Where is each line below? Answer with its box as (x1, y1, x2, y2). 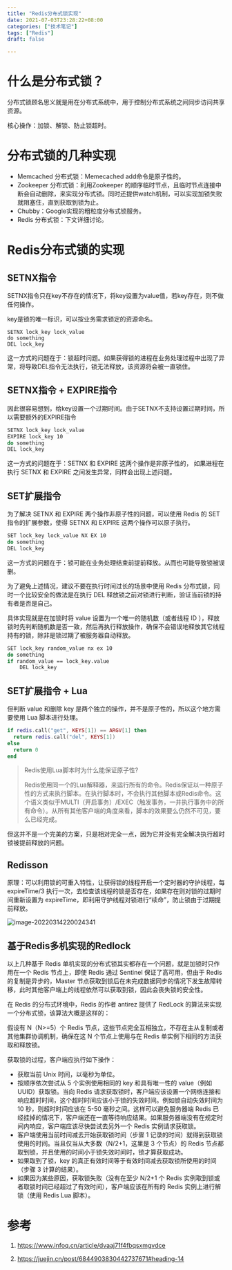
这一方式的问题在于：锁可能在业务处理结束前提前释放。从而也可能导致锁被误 (7, 558, 225, 567)
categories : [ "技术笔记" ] (7, 23, 78, 30)
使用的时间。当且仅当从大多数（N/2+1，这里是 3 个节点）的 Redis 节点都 (17, 1139, 224, 1148)
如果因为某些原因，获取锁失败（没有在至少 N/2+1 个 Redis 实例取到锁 (17, 1174, 214, 1182)
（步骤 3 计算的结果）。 (17, 1166, 83, 1174)
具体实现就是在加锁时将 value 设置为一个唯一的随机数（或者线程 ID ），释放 (7, 613, 220, 622)
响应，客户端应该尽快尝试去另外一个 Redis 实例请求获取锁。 (29, 1122, 200, 1130)
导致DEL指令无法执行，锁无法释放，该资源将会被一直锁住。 (25, 362, 195, 371)
